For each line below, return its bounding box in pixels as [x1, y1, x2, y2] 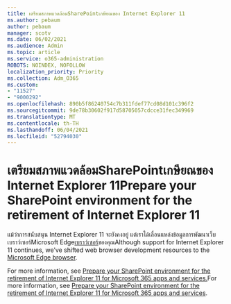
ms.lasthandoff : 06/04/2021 [7, 126, 89, 133]
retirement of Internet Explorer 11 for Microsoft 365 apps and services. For [7, 274, 217, 282]
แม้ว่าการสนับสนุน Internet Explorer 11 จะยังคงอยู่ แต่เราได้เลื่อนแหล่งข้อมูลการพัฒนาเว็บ [7, 230, 216, 239]
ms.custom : [7, 81, 39, 88]
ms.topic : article [7, 49, 60, 56]
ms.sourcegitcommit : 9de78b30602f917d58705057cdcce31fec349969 [7, 107, 194, 114]
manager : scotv [7, 29, 51, 37]
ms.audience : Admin [7, 42, 64, 49]
